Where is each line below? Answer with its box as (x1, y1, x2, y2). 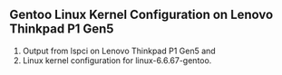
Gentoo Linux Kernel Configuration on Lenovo (9, 7, 274, 23)
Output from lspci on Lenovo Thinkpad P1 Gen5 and (22, 45, 216, 56)
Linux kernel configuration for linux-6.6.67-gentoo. (22, 54, 212, 66)
